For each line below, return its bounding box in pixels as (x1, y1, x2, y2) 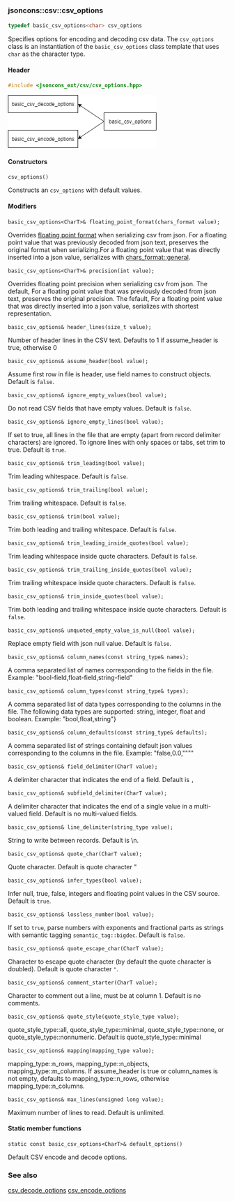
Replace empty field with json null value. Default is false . (8, 639, 171, 647)
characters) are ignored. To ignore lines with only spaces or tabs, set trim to (8, 438, 226, 446)
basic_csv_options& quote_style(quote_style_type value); (8, 1013, 180, 1020)
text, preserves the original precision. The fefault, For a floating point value (8, 294, 222, 302)
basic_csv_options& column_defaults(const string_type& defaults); (8, 729, 208, 736)
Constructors (8, 157, 48, 165)
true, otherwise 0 (8, 343, 58, 351)
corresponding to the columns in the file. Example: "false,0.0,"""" (8, 749, 194, 757)
